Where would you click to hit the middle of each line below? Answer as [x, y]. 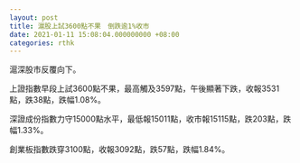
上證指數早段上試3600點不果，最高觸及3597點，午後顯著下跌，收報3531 [145, 89]
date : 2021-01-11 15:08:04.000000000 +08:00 [94, 34]
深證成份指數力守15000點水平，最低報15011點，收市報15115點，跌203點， [146, 119]
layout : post [34, 18]
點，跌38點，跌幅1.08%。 [57, 100]
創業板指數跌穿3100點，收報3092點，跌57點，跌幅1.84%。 [120, 149]
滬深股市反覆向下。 [45, 69]
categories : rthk [42, 43]
